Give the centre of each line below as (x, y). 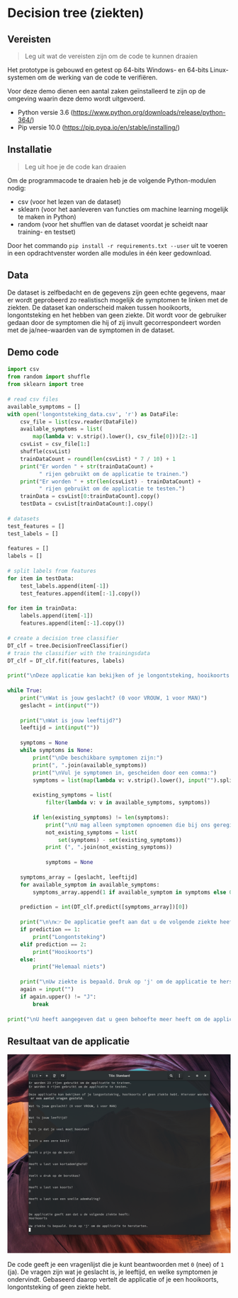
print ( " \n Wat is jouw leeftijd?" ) (71, 720)
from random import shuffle (49, 377)
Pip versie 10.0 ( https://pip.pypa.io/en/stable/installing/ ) (99, 127)
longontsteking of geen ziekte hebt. (59, 1287)
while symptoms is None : (57, 751)
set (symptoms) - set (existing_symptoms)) (120, 840)
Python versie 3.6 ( (45, 112)
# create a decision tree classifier (63, 638)
